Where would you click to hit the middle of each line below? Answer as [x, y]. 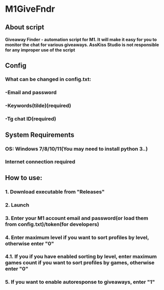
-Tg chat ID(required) [31, 119]
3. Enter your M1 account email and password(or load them [77, 218]
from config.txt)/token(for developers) [52, 224]
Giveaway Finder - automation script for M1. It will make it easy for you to [81, 40]
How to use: [24, 178]
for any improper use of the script [40, 50]
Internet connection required [40, 162]
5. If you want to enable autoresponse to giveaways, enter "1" [80, 282]
